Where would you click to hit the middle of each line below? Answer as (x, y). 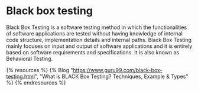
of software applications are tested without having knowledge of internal (95, 33)
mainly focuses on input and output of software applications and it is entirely (99, 46)
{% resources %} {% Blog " (40, 70)
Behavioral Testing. (30, 58)
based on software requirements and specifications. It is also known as (92, 52)
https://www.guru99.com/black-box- (118, 70)
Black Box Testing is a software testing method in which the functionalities (97, 27)
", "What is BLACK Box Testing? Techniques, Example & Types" (111, 76)
